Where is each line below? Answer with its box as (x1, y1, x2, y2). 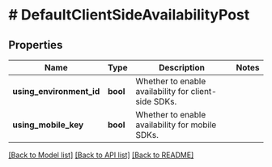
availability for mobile (135, 119, 217, 131)
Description (159, 62, 205, 73)
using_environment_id (12, 86, 100, 96)
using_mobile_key (12, 119, 84, 131)
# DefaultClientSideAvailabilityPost (8, 6, 250, 24)
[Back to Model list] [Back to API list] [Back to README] (8, 150, 194, 160)
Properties (8, 38, 63, 52)
